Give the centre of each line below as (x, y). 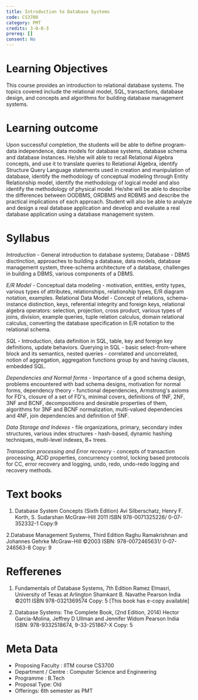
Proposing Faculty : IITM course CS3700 (64, 665)
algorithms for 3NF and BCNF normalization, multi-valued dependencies (94, 409)
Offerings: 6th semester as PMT (54, 690)
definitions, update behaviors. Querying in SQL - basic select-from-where (96, 347)
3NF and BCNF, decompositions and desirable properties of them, (87, 403)
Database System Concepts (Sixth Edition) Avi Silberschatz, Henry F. (99, 511)
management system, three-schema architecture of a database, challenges (98, 267)
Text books (34, 494)
